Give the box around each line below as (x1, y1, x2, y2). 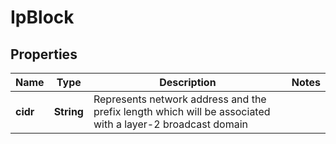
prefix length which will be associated (93, 105, 271, 118)
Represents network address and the (93, 92, 267, 106)
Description (159, 76, 217, 89)
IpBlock (10, 6, 75, 29)
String (53, 105, 84, 118)
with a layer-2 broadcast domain (93, 117, 248, 131)
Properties (10, 46, 78, 63)
